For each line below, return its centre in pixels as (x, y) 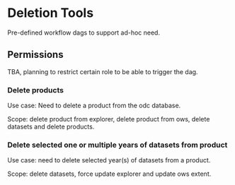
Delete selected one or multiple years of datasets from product (117, 145)
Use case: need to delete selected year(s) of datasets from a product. (109, 160)
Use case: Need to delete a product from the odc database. (94, 106)
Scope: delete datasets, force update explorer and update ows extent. (109, 174)
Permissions (35, 55)
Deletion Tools (51, 13)
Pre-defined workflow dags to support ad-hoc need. (84, 32)
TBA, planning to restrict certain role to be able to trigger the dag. (103, 71)
